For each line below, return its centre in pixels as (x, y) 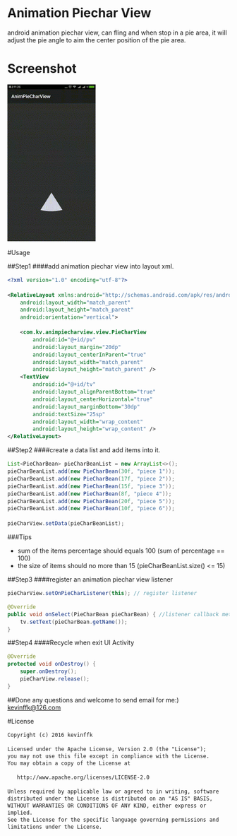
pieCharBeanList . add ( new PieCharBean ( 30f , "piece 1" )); (91, 471)
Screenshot (42, 69)
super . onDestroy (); (49, 672)
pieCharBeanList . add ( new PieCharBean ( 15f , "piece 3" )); (91, 486)
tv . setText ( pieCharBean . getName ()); (74, 622)
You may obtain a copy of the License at (69, 763)
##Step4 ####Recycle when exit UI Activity (71, 643)
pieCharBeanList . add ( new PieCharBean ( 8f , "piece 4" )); (90, 494)
